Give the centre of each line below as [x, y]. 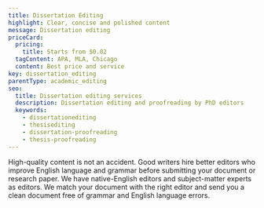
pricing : [29, 45]
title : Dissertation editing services [79, 96]
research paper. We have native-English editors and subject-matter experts [130, 178]
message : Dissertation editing [59, 30]
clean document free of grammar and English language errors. [109, 195]
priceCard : [26, 37]
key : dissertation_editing [52, 74]
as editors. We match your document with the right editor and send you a [126, 187]
